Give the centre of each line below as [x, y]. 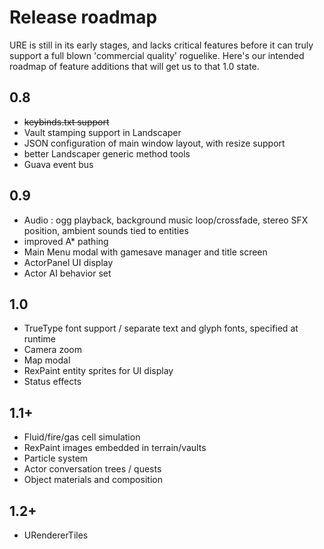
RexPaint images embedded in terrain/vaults [115, 448]
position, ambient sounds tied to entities [106, 230]
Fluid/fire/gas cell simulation [82, 437]
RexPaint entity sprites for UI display [98, 371]
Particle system [56, 458]
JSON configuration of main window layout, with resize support [154, 143]
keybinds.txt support [66, 122]
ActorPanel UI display [68, 262]
